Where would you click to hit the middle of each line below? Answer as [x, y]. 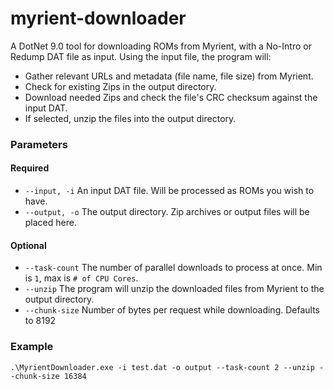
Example [32, 347]
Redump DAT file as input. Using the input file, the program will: [141, 56]
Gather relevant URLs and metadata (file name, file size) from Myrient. [169, 76]
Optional [28, 245]
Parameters [39, 144]
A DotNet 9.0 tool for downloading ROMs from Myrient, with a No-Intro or [161, 46]
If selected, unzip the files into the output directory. [130, 118]
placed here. [50, 223]
